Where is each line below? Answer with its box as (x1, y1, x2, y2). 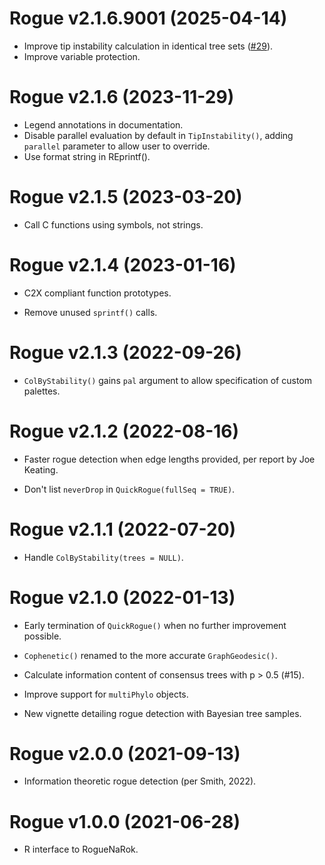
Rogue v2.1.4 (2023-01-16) (9, 254, 237, 276)
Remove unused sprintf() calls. (23, 306, 158, 318)
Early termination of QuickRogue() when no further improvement (23, 619, 287, 631)
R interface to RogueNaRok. (23, 843, 139, 856)
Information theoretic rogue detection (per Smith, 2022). (23, 775, 257, 787)
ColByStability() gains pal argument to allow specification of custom (23, 374, 313, 386)
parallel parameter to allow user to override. (23, 140, 211, 152)
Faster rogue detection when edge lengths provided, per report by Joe (23, 453, 316, 465)
